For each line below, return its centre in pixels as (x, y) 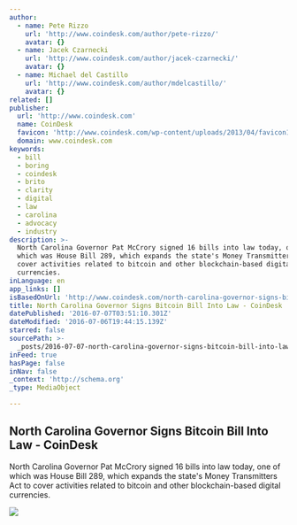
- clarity (35, 190)
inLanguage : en (37, 281)
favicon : (33, 133)
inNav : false (33, 371)
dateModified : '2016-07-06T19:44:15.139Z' (88, 322)
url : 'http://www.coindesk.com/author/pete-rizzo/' (122, 34)
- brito (31, 182)
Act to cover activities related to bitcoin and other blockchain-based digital (145, 485)
